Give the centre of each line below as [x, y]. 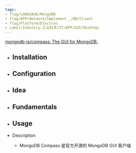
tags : [11, 10]
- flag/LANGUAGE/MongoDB [30, 14]
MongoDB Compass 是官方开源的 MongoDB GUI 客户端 [75, 145]
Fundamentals [34, 107]
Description [24, 135]
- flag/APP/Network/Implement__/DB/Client [49, 19]
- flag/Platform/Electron [31, 23]
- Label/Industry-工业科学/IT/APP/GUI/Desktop [52, 28]
